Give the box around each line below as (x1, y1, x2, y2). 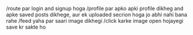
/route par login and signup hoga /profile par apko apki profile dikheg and (6, 5, 184, 12)
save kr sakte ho (6, 23, 46, 30)
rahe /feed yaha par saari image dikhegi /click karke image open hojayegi (6, 17, 184, 24)
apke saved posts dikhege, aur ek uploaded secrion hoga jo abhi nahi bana (6, 11, 188, 18)
